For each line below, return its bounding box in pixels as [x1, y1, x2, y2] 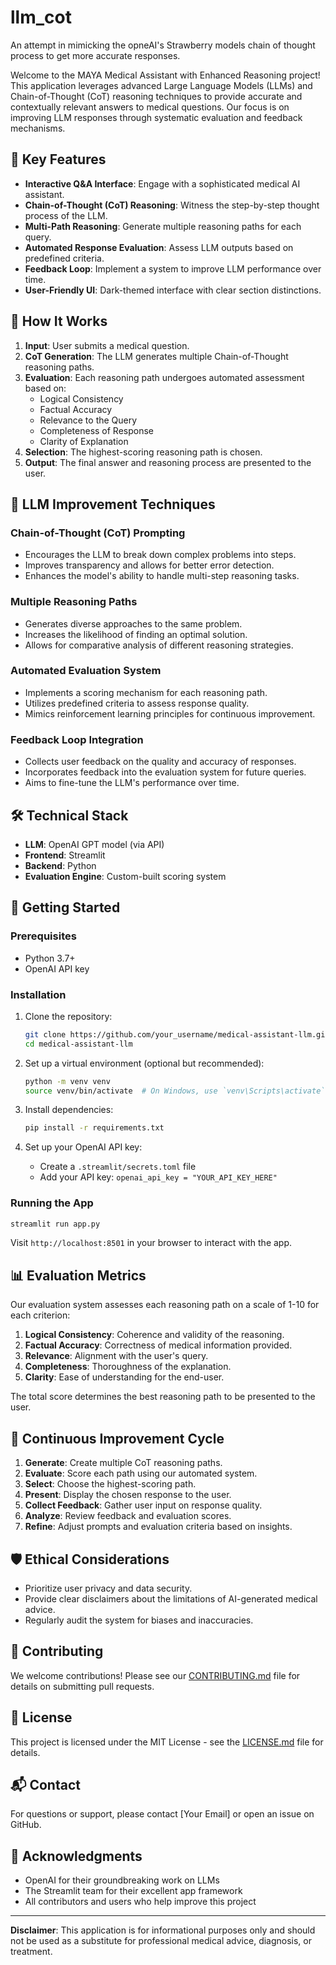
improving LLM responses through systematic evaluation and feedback [10, 111, 303, 123]
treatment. [10, 1946, 53, 1958]
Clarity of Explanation [39, 435, 129, 447]
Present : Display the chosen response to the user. [24, 1489, 232, 1501]
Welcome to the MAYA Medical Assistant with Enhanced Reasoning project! [10, 69, 321, 81]
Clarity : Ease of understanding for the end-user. [24, 1371, 225, 1383]
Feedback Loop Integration [10, 732, 144, 746]
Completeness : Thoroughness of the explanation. [24, 1361, 232, 1373]
